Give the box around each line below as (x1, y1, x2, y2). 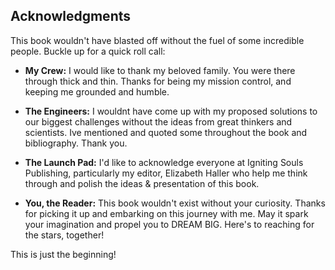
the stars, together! (24, 229, 105, 241)
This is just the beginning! (10, 248, 117, 260)
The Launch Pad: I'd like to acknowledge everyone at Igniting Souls (24, 156, 304, 168)
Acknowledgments (10, 8, 132, 25)
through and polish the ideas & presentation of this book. (24, 177, 260, 189)
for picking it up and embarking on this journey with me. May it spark (24, 207, 309, 219)
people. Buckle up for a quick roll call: (10, 45, 166, 57)
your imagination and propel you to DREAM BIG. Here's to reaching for (24, 218, 315, 230)
